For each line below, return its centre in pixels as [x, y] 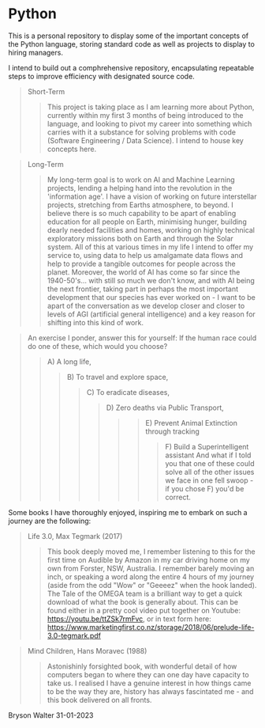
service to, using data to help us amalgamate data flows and [145, 255]
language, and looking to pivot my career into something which [149, 123]
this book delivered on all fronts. [99, 700]
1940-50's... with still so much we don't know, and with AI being [151, 280]
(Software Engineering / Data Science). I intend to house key [146, 140]
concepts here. [72, 149]
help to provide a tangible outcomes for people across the [141, 264]
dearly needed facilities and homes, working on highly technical [151, 229]
